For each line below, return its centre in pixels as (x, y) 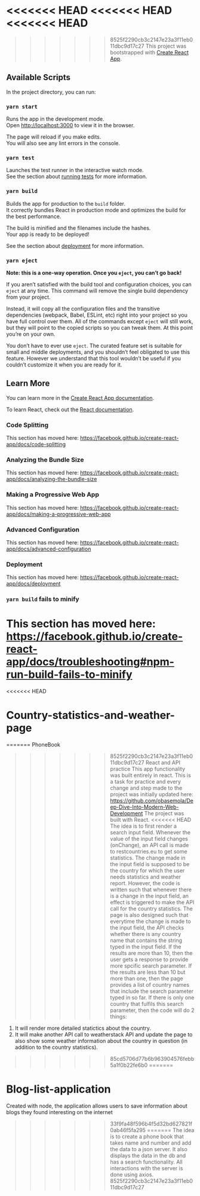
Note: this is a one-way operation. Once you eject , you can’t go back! (94, 273)
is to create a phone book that (147, 1136)
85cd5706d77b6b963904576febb (152, 1059)
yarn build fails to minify (43, 599)
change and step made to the (146, 788)
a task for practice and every (145, 782)
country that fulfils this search (147, 1004)
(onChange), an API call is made (150, 845)
